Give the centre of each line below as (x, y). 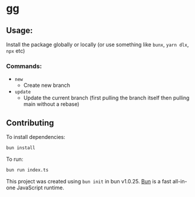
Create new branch (47, 85)
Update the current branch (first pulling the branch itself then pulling (106, 98)
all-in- (180, 181)
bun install (21, 148)
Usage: (20, 30)
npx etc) (16, 51)
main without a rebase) (51, 104)
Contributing (30, 123)
